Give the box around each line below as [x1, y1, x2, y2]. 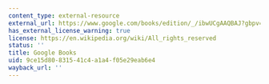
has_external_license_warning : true [8, 26, 130, 34]
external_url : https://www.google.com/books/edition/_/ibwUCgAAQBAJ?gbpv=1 [8, 19, 267, 27]
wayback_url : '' [8, 64, 62, 72]
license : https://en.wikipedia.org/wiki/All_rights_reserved [8, 34, 217, 42]
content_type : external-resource [8, 11, 120, 20]
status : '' [8, 42, 45, 50]
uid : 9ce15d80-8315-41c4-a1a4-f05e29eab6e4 [8, 57, 156, 65]
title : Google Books [8, 49, 78, 57]
